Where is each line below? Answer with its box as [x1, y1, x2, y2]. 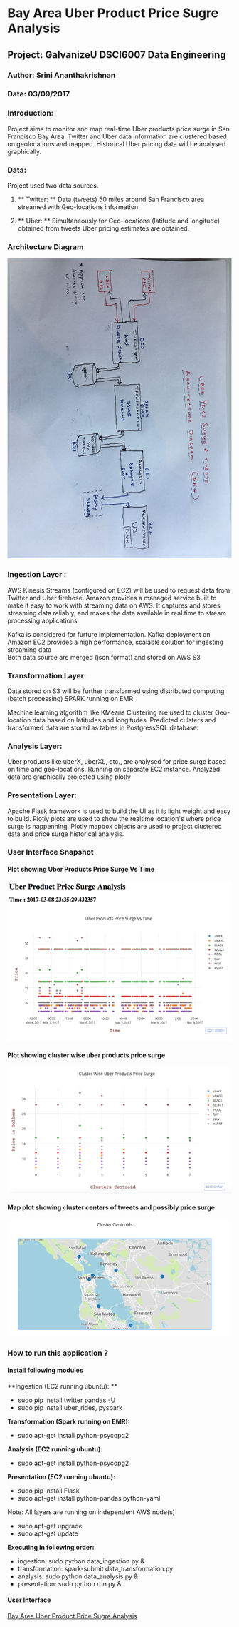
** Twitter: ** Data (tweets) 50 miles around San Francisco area [17, 195, 205, 204]
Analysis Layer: [7, 741, 63, 751]
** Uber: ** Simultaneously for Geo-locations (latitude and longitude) [17, 216, 221, 226]
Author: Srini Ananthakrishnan [7, 70, 116, 80]
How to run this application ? [7, 1348, 109, 1358]
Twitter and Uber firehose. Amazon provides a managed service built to [7, 593, 217, 602]
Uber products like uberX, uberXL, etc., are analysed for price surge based [7, 757, 226, 766]
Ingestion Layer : [7, 570, 67, 580]
